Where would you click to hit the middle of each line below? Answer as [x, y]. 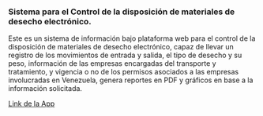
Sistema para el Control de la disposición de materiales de [122, 12]
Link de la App [32, 103]
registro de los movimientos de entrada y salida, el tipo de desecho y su [125, 55]
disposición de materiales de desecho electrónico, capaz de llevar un [121, 47]
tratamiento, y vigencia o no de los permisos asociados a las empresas [124, 72]
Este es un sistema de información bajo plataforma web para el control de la [132, 38]
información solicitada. [45, 89]
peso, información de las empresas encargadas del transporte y [112, 63]
